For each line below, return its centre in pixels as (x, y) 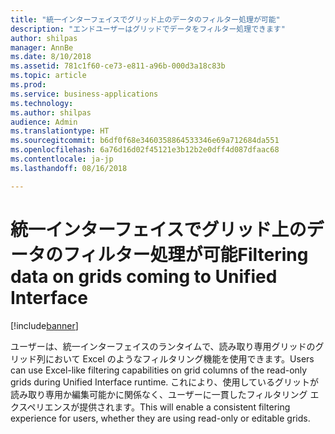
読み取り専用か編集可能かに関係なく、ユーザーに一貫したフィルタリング (159, 394)
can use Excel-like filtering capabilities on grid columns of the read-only (159, 370)
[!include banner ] (44, 325)
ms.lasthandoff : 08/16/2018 (69, 168)
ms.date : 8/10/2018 (51, 57)
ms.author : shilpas (51, 112)
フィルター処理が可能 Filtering (186, 254)
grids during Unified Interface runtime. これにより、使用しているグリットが (165, 382)
